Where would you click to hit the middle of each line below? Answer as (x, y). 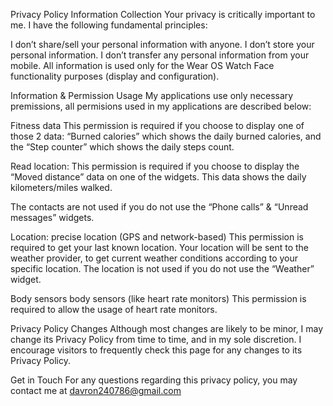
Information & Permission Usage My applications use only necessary (152, 95)
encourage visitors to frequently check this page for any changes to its (156, 350)
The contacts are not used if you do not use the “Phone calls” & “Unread (159, 207)
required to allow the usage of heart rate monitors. (114, 309)
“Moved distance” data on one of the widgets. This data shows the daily (158, 177)
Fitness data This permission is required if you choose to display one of (157, 125)
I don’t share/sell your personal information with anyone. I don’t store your (162, 44)
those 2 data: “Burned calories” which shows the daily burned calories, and (166, 136)
